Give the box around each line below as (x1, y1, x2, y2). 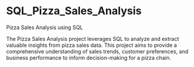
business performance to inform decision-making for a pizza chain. (6, 54, 171, 61)
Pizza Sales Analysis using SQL (6, 24, 83, 31)
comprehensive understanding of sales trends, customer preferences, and (6, 47, 189, 55)
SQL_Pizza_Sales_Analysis (6, 4, 142, 18)
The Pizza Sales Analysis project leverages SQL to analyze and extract (6, 35, 180, 42)
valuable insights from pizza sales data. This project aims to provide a (6, 42, 177, 49)
